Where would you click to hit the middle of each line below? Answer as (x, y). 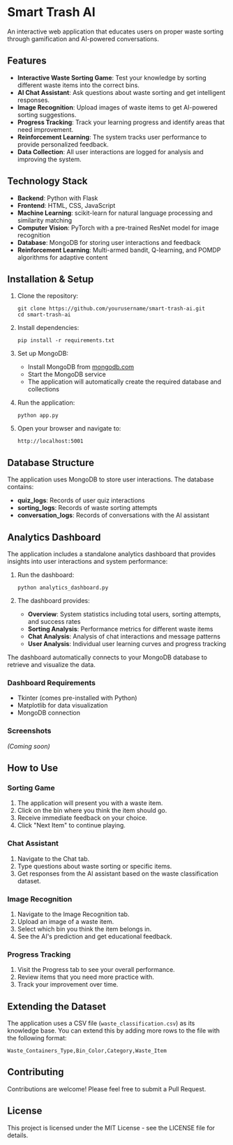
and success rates (54, 621)
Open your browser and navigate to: (69, 428)
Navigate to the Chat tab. (53, 858)
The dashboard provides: (53, 600)
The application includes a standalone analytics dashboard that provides (112, 554)
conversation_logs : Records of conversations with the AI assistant (113, 515)
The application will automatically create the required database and (125, 382)
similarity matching (45, 220)
